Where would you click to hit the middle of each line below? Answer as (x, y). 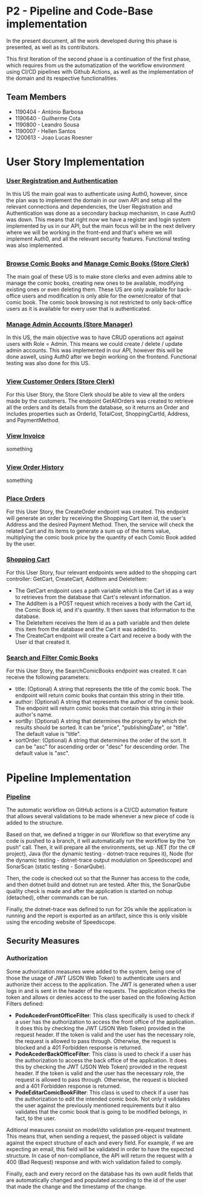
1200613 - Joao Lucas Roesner (53, 137)
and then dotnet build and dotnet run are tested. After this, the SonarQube (98, 885)
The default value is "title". (48, 734)
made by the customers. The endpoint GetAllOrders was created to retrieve (100, 401)
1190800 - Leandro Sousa (47, 125)
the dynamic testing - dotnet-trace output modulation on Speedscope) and (99, 860)
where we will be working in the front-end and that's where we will (89, 232)
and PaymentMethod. (33, 420)
